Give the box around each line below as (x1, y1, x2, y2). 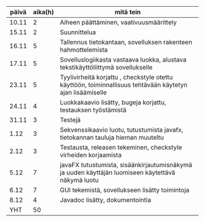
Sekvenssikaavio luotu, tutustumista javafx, (60, 126, 184, 134)
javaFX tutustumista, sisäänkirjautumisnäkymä (60, 161, 193, 169)
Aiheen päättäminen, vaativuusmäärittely (60, 18, 177, 26)
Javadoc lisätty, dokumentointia (60, 196, 151, 204)
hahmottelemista (60, 46, 108, 54)
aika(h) (32, 8, 54, 16)
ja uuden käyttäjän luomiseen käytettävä (60, 168, 176, 176)
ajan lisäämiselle (60, 88, 107, 96)
